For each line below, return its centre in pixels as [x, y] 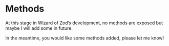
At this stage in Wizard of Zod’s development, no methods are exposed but [84, 23]
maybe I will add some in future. [39, 28]
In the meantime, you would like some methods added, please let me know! [85, 38]
